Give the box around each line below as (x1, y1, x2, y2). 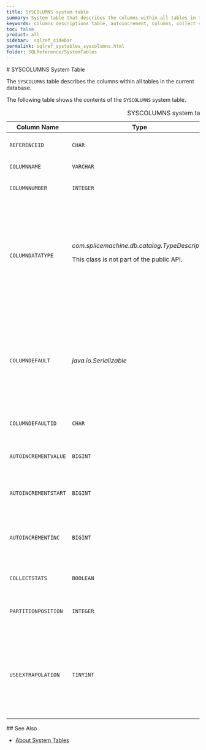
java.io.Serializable (72, 356, 127, 365)
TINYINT (72, 671, 94, 678)
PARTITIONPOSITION (9, 608, 63, 614)
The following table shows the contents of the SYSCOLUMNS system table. (6, 96, 186, 103)
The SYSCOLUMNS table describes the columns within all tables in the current (6, 77, 194, 85)
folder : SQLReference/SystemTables (6, 49, 97, 55)
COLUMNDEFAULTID (9, 419, 57, 427)
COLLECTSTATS (9, 575, 48, 581)
